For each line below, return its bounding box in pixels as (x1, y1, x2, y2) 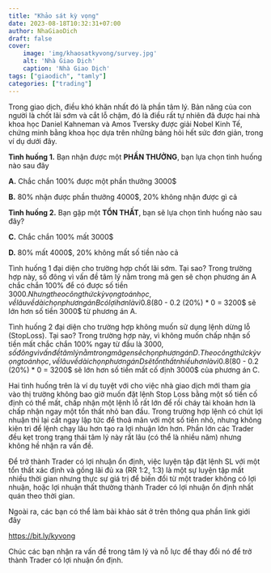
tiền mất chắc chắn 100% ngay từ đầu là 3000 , (8, 339, 164, 349)
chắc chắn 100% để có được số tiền (8, 280, 128, 290)
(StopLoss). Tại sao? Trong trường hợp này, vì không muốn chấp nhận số (8, 330, 251, 340)
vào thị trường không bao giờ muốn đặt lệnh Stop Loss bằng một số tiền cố (8, 389, 258, 399)
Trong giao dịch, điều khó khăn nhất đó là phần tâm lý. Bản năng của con (8, 102, 252, 112)
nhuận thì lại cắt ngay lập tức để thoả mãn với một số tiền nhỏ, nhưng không (8, 414, 262, 425)
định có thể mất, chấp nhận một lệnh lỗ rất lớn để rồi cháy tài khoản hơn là (8, 397, 256, 407)
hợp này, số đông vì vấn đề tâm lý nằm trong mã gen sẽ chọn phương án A (8, 272, 256, 282)
